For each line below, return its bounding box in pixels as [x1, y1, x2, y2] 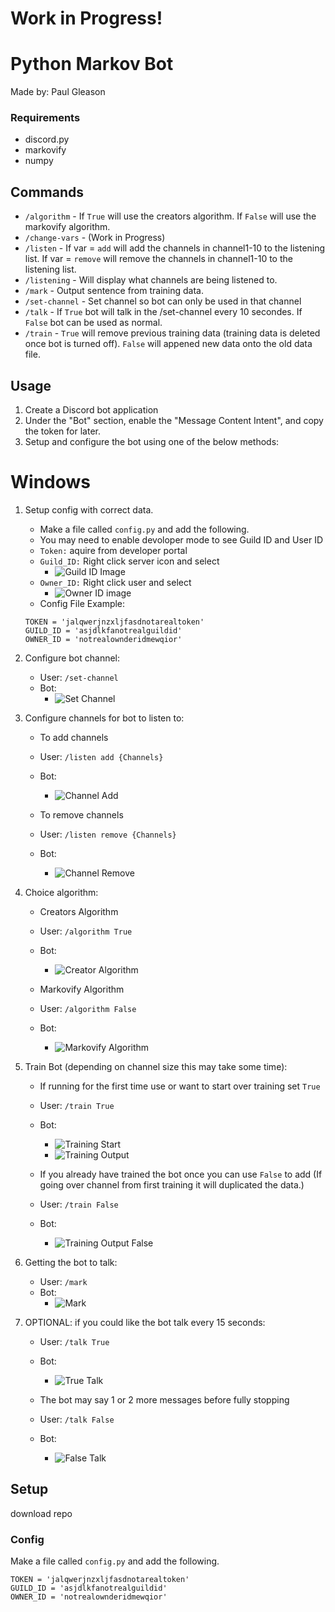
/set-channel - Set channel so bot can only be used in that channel [24, 295, 302, 307]
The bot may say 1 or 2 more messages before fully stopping [39, 1393, 290, 1406]
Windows [10, 471, 91, 494]
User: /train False [39, 1198, 119, 1210]
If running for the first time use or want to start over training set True [39, 1080, 321, 1092]
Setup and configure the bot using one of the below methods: [24, 436, 280, 448]
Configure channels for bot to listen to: [24, 712, 185, 724]
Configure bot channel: [24, 652, 121, 664]
